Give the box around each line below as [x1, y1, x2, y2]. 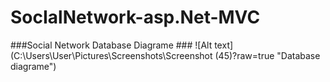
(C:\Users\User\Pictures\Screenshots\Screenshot [10, 49, 213, 61]
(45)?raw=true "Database [214, 49, 321, 61]
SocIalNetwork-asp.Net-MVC [10, 6, 261, 29]
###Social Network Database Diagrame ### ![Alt [10, 39, 213, 51]
